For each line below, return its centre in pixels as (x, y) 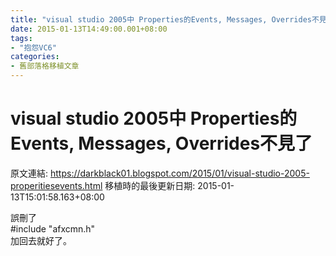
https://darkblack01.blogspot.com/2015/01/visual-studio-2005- (179, 173)
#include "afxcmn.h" (53, 228)
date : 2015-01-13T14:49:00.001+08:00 (89, 29)
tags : (21, 38)
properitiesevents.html (56, 185)
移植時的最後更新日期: (150, 185)
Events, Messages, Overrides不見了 (161, 143)
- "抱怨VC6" (33, 47)
